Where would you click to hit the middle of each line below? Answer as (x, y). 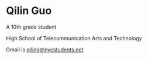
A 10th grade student (31, 27)
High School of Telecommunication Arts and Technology (74, 38)
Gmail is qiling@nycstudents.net (45, 49)
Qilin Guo (29, 11)
